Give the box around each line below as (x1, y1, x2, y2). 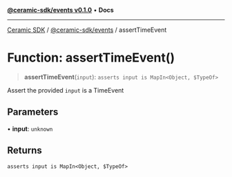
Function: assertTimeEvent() (7, 50, 175, 66)
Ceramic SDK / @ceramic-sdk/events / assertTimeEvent (7, 26, 167, 34)
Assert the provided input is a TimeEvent (7, 86, 124, 94)
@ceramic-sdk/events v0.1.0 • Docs (7, 6, 114, 14)
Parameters (7, 106, 59, 118)
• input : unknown (7, 124, 53, 133)
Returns (7, 145, 43, 156)
